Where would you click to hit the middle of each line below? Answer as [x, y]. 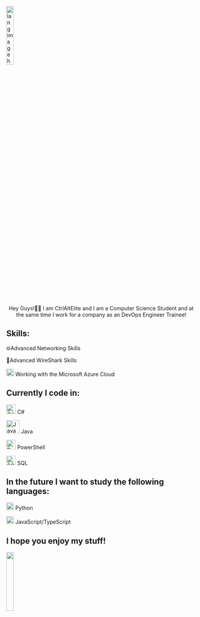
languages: [28, 491]
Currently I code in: [43, 393]
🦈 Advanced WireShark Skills [42, 360]
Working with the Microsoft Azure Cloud [65, 374]
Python [24, 508]
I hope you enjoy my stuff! [56, 541]
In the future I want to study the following [85, 482]
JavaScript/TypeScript [43, 522]
